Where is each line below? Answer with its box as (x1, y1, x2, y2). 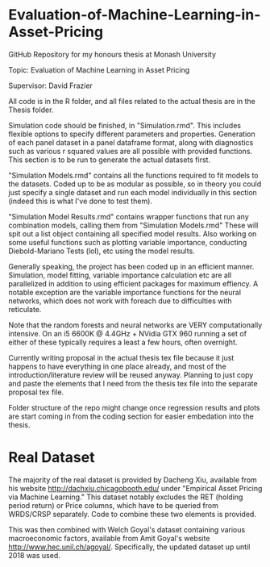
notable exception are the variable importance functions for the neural (8, 287, 242, 297)
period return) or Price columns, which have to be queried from (8, 500, 219, 510)
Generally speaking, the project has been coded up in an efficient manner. (8, 261, 255, 271)
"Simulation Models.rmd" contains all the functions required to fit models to (8, 170, 259, 180)
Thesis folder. (8, 105, 54, 115)
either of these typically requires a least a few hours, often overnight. (8, 337, 238, 347)
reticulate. (8, 304, 42, 314)
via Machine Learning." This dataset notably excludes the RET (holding (8, 492, 243, 502)
